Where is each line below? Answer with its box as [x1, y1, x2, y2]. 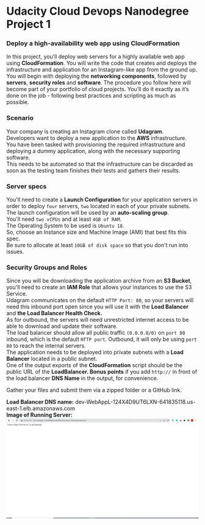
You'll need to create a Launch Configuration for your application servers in [6, 196, 198, 203]
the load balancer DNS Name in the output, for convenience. [6, 374, 159, 382]
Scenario [6, 114, 34, 122]
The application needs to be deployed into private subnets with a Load [6, 349, 184, 356]
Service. [6, 290, 27, 297]
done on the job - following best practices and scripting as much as [6, 92, 176, 99]
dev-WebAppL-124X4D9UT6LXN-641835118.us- [75, 398, 196, 406]
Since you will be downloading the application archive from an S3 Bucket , [6, 277, 192, 285]
